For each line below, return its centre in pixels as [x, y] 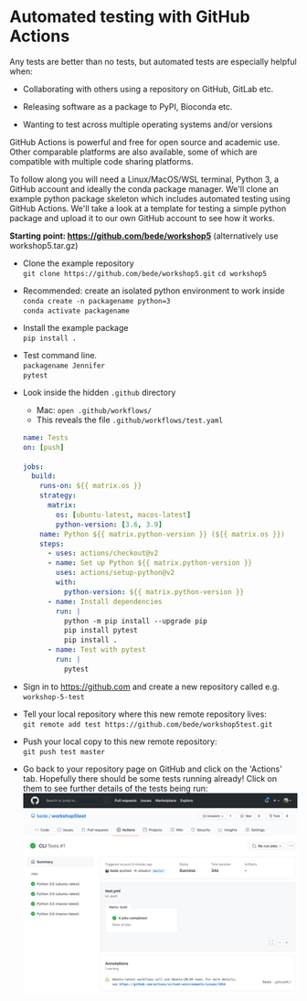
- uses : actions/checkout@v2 [103, 554]
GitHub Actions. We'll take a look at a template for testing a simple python [148, 208]
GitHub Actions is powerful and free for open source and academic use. [145, 142]
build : [44, 476]
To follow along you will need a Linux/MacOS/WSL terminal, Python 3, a [144, 179]
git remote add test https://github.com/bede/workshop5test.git [148, 724]
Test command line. [60, 355]
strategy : [58, 495]
